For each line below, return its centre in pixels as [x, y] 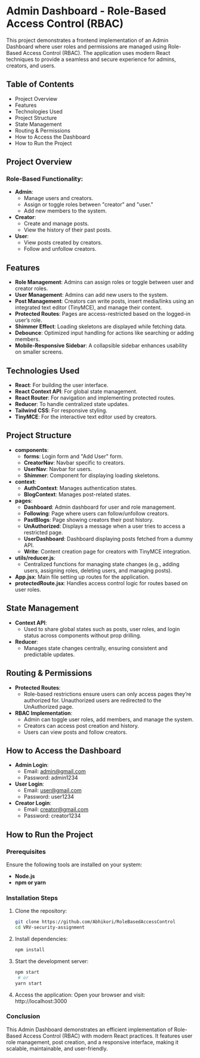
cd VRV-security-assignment [50, 928]
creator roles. [31, 288]
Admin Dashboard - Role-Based [86, 11]
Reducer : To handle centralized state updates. [72, 404]
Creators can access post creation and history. [81, 725]
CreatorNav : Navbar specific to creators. [74, 462]
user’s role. [29, 320]
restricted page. [44, 532]
